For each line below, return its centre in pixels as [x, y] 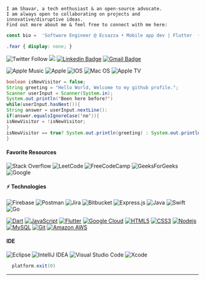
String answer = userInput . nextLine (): [57, 110]
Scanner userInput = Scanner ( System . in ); [60, 93]
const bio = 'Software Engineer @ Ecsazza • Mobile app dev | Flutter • [103, 35]
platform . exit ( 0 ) [34, 266]
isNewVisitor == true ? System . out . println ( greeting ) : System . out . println [103, 133]
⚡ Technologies [27, 187]
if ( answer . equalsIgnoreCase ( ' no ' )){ [53, 116]
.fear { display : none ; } [39, 46]
